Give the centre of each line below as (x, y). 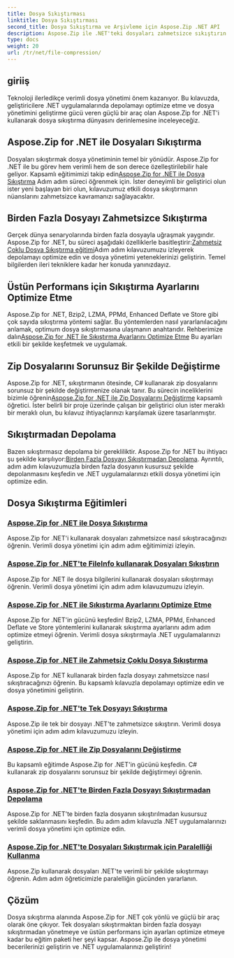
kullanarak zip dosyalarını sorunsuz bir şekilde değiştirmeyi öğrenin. (105, 772)
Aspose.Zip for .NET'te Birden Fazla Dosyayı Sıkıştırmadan (109, 789)
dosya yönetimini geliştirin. (46, 690)
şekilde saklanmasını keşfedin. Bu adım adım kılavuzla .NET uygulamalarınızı (117, 822)
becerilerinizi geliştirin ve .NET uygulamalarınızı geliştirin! (89, 947)
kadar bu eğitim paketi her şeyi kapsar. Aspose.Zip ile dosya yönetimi (107, 939)
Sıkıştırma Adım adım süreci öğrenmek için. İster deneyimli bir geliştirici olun (117, 181)
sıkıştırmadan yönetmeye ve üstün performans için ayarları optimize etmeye (116, 932)
